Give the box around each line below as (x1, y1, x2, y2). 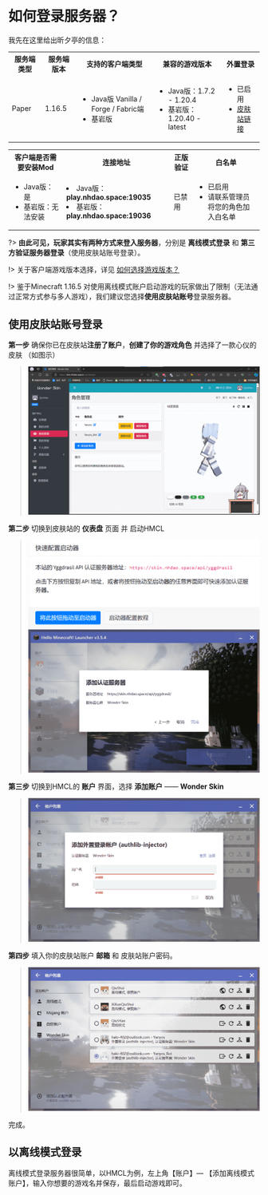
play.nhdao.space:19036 (66, 211, 152, 220)
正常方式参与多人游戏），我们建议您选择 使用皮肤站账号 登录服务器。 (14, 292, 235, 302)
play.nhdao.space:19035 (66, 192, 152, 202)
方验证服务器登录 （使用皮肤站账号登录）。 (8, 248, 145, 258)
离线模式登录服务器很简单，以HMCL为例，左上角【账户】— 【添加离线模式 (8, 1168, 255, 1177)
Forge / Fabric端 (91, 104, 145, 113)
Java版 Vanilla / (91, 93, 142, 104)
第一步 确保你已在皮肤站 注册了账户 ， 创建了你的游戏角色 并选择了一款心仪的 (8, 340, 257, 350)
